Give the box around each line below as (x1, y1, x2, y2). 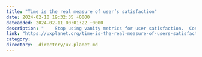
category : (6, 36, 31, 42)
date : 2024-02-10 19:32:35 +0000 (6, 14, 90, 20)
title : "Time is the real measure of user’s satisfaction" (6, 8, 158, 15)
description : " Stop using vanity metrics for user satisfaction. (6, 25, 185, 31)
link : (6, 31, 20, 37)
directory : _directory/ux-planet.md (6, 42, 98, 48)
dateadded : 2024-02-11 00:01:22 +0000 (6, 20, 103, 26)
